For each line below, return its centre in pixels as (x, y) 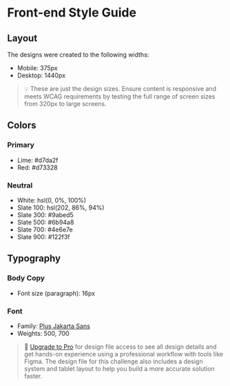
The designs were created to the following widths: (78, 54)
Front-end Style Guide (72, 13)
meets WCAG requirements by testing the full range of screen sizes (119, 96)
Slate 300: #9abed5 (45, 214)
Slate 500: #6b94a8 (45, 222)
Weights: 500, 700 (43, 333)
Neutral (20, 185)
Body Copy (26, 278)
